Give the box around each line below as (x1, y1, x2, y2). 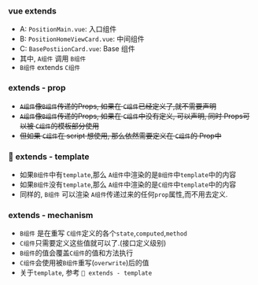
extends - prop (8, 83, 66, 94)
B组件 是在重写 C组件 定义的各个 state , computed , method (19, 228, 187, 238)
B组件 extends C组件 (19, 63, 81, 72)
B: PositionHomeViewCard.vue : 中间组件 (19, 34, 145, 44)
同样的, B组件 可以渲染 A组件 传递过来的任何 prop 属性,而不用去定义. (19, 189, 228, 198)
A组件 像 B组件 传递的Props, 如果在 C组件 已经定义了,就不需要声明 (19, 101, 216, 111)
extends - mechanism (8, 209, 94, 220)
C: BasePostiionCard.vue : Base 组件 (19, 44, 135, 54)
